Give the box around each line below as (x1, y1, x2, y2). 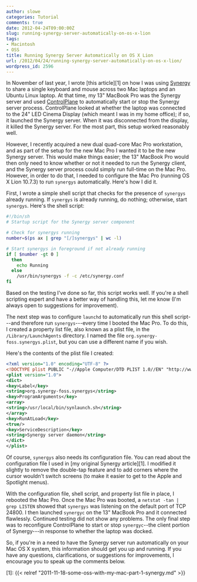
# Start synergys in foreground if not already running (6, 245, 145, 252)
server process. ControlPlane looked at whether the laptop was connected (6, 104, 186, 112)
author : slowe (6, 8, 41, 15)
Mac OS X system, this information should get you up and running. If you (6, 546, 182, 552)
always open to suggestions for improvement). (6, 302, 118, 309)
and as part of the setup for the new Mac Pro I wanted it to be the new (6, 147, 176, 154)
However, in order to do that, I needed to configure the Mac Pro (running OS (6, 172, 190, 179)
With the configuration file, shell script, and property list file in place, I (6, 490, 175, 497)
